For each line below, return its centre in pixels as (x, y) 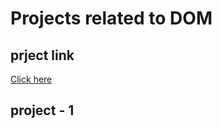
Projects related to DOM (111, 18)
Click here (31, 79)
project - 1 (42, 110)
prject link (42, 55)
